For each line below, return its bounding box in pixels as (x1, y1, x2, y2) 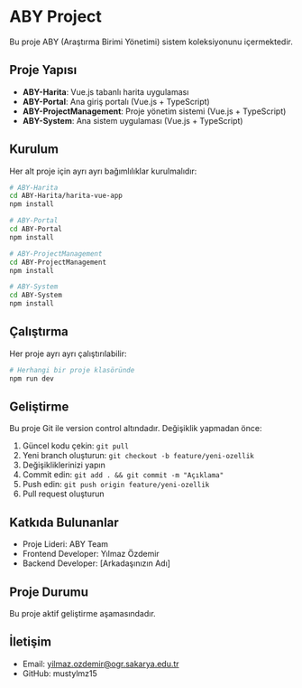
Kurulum (9, 142, 59, 157)
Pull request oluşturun (22, 488, 105, 499)
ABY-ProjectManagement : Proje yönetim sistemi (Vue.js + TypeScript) (22, 106, 287, 117)
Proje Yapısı (9, 62, 78, 78)
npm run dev (9, 373, 54, 383)
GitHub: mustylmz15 (22, 667, 97, 679)
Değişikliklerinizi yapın (22, 459, 105, 471)
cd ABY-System (9, 291, 63, 300)
